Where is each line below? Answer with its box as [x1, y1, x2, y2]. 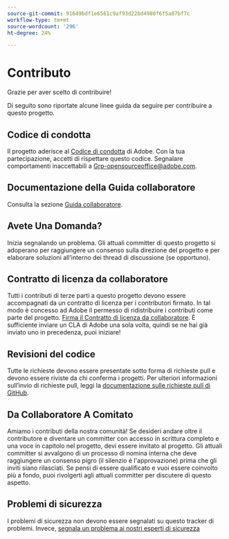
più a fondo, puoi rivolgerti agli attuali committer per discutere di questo [7, 471, 212, 480]
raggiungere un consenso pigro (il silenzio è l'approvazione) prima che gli [7, 457, 217, 465]
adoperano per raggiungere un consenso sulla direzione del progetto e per [7, 246, 220, 254]
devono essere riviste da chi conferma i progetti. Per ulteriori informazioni [7, 374, 218, 382]
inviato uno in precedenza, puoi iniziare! [7, 328, 121, 337]
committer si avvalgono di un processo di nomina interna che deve [7, 449, 197, 457]
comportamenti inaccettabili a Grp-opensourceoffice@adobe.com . [7, 162, 197, 170]
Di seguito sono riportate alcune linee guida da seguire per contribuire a [7, 102, 212, 110]
